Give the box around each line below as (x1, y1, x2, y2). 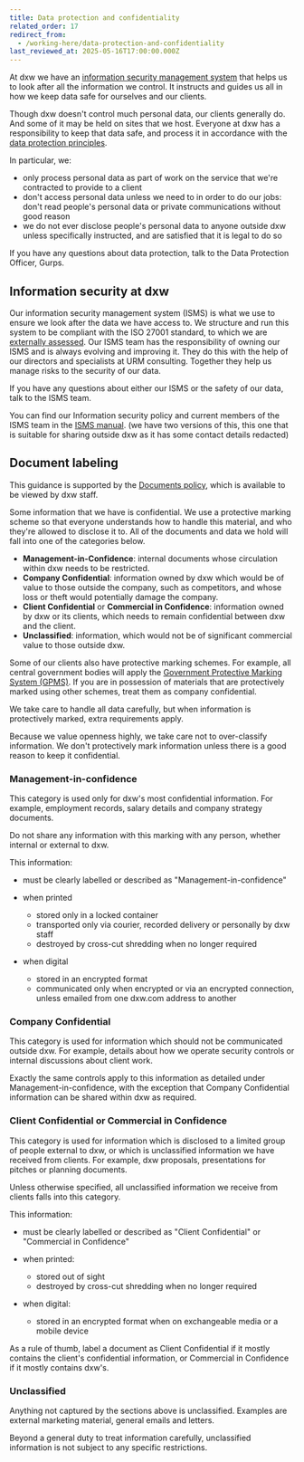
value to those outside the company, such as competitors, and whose (22, 581, 282, 593)
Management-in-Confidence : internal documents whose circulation (22, 553, 279, 564)
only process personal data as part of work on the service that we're (22, 173, 279, 184)
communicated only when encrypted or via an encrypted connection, (35, 983, 295, 994)
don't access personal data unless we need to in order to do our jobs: (22, 192, 282, 203)
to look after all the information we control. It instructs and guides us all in (9, 81, 283, 92)
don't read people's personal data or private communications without (22, 201, 281, 213)
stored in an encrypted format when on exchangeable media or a (35, 1315, 279, 1326)
